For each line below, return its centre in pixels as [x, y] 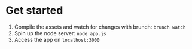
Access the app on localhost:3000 [57, 39]
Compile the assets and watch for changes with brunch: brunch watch [100, 27]
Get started [34, 10]
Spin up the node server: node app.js [60, 33]
